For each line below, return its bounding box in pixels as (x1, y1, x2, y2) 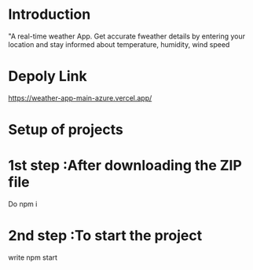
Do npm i (8, 199, 38, 209)
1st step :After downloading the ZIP (8, 157, 242, 174)
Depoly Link (8, 67, 88, 86)
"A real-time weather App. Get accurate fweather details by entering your (8, 31, 246, 41)
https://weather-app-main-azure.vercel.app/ (8, 93, 152, 103)
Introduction (8, 5, 91, 24)
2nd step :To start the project (8, 227, 203, 245)
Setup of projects (8, 121, 123, 139)
